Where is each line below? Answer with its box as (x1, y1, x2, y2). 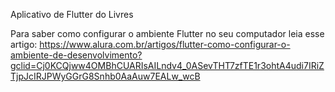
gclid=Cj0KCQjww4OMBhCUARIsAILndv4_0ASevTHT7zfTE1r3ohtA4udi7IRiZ (10, 60, 325, 71)
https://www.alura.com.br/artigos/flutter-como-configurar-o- (39, 39, 291, 50)
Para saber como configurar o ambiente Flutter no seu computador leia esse (10, 28, 325, 39)
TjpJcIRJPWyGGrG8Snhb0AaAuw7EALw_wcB (10, 70, 201, 82)
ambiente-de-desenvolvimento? (10, 49, 143, 61)
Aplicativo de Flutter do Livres (10, 9, 134, 20)
